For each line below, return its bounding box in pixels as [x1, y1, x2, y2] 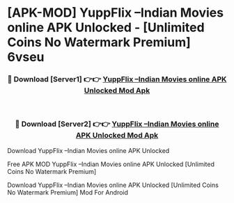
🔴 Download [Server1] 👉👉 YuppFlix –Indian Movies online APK [7, 74, 227, 84]
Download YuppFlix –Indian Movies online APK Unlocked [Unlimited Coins [7, 181, 219, 189]
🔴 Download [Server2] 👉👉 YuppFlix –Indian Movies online [15, 120, 219, 129]
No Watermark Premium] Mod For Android [7, 188, 129, 196]
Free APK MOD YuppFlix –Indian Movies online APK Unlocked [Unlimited [7, 160, 214, 168]
